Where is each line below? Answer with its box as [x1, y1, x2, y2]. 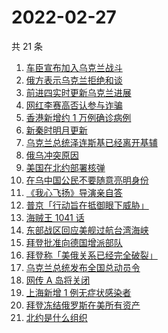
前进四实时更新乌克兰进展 [25, 86, 132, 98]
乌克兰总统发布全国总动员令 [25, 261, 141, 273]
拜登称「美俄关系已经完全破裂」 [25, 249, 158, 261]
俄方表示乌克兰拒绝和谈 [25, 74, 123, 86]
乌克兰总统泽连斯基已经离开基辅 [25, 136, 158, 148]
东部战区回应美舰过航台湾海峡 [25, 224, 149, 236]
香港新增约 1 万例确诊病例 [25, 111, 132, 123]
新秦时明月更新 [25, 124, 88, 136]
